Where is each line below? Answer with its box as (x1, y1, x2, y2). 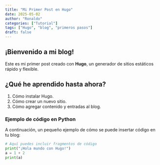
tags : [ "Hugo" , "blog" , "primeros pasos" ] (5, 25, 93, 30)
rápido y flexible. (5, 66, 39, 72)
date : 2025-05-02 (5, 12, 40, 17)
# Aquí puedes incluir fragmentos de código (5, 141, 97, 146)
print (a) (5, 155, 23, 160)
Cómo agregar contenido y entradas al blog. (12, 103, 101, 109)
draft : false (5, 30, 32, 35)
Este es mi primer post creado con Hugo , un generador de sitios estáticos (5, 61, 154, 66)
